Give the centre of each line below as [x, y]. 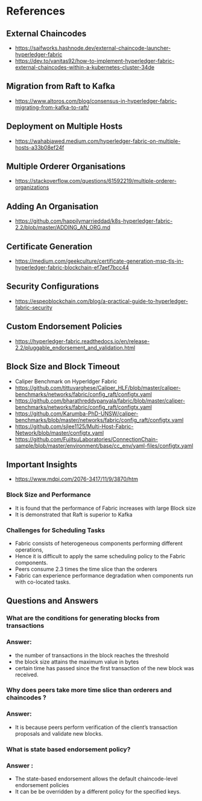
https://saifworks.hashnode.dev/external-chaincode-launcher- [93, 48]
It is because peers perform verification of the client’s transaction [96, 727]
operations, [29, 550]
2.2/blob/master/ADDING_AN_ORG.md [62, 228]
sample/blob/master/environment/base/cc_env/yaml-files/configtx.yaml [104, 446]
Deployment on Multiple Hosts [65, 126]
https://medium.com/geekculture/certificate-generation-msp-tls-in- [99, 261]
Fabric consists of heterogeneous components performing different [99, 543]
